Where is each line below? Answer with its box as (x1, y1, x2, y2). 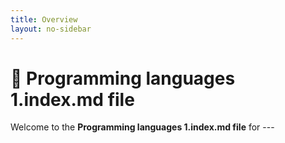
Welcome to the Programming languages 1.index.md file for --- (10, 121, 275, 133)
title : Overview (10, 14, 78, 25)
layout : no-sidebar (10, 24, 92, 34)
